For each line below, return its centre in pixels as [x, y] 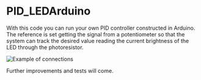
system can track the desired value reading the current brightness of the [98, 41]
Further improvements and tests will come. [60, 70]
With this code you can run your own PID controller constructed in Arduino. [101, 28]
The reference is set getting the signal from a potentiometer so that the [96, 34]
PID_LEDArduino [49, 11]
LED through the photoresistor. [45, 47]
